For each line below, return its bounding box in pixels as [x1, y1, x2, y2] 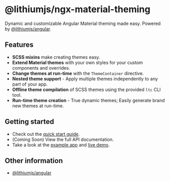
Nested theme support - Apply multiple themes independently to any [12, 75, 158, 82]
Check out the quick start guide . [12, 131, 80, 137]
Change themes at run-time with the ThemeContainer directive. [12, 70, 144, 76]
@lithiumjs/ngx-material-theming [5, 4, 151, 15]
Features [5, 41, 34, 49]
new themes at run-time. [12, 103, 64, 109]
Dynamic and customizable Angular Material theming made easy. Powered [5, 20, 161, 26]
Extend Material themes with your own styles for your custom [12, 59, 143, 66]
